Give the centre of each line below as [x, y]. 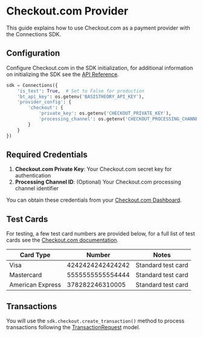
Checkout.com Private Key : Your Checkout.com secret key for [93, 169]
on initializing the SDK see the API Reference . [63, 74]
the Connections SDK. [34, 34]
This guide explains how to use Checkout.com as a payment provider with [98, 28]
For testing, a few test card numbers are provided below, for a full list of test [101, 234]
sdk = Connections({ [32, 85]
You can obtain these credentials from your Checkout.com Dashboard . [94, 200]
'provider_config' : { [44, 102]
